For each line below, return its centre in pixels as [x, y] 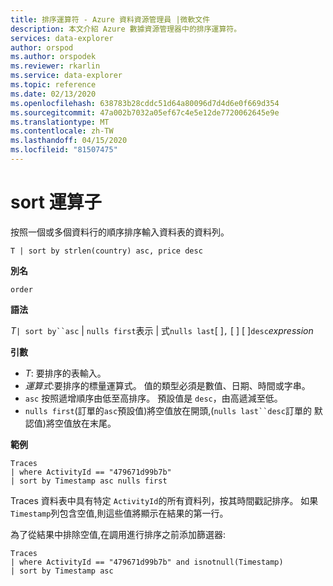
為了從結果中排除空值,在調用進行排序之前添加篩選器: [118, 534]
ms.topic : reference [53, 85]
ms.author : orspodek [53, 57]
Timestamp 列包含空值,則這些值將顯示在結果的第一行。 [119, 513]
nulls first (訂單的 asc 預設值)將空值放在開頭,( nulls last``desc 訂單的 [168, 410]
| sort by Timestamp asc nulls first [89, 481]
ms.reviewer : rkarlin [55, 66]
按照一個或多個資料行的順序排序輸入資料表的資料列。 [120, 232]
